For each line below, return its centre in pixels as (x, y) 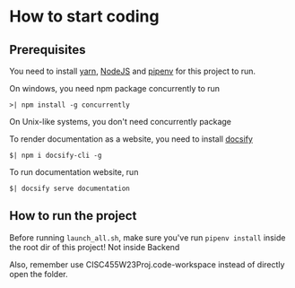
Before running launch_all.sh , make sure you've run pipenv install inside (147, 237)
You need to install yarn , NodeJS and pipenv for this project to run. (133, 71)
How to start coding (84, 17)
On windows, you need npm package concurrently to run (115, 88)
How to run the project (73, 216)
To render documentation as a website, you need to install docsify (131, 139)
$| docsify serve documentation (69, 188)
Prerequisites (48, 50)
